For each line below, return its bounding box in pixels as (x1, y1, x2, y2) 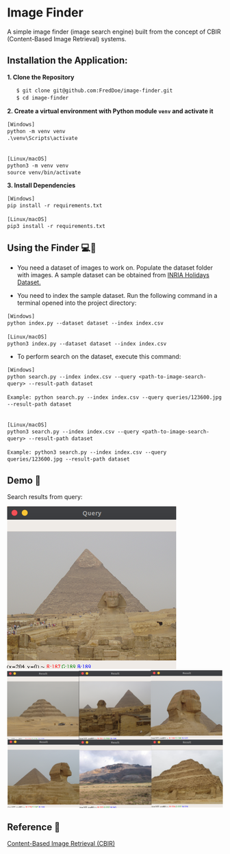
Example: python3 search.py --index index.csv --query (7, 449, 167, 456)
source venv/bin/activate (7, 169, 81, 176)
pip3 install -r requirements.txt (7, 222, 106, 229)
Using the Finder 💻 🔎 (7, 242, 97, 253)
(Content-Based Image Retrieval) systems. (7, 34, 127, 43)
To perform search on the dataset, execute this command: (16, 352, 181, 361)
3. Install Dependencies (7, 181, 76, 189)
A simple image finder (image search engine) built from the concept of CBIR (7, 27, 221, 36)
